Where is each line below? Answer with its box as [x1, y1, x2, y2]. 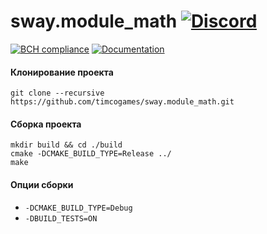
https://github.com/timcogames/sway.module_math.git [10, 97, 235, 107]
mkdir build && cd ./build [10, 140, 123, 150]
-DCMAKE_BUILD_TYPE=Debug [24, 203, 133, 213]
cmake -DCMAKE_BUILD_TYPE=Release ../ [10, 149, 172, 159]
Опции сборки [10, 178, 74, 190]
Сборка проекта [10, 118, 82, 130]
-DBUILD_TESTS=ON [24, 213, 98, 224]
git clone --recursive [10, 88, 105, 99]
